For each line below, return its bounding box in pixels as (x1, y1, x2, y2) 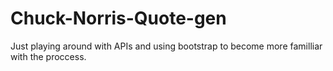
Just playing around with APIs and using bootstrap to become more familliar (10, 40, 323, 52)
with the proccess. (10, 50, 87, 62)
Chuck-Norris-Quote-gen (10, 7, 227, 30)
